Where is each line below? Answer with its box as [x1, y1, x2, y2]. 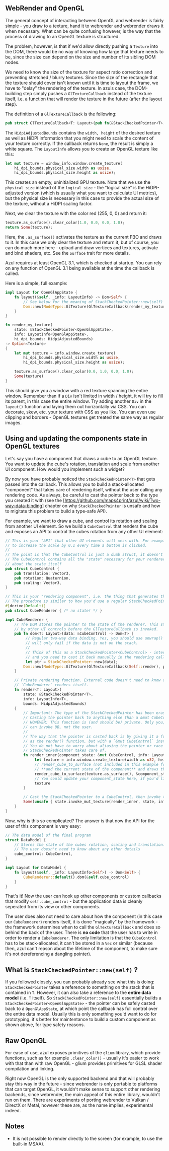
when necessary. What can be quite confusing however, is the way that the [5, 28, 161, 34]
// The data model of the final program [5, 833, 92, 838]
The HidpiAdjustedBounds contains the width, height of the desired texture [5, 129, 161, 135]
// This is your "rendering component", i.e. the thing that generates [5, 594, 158, 599]
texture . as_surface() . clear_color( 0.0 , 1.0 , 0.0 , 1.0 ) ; [14, 369, 134, 374]
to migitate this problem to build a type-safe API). [5, 508, 107, 514]
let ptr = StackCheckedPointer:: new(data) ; [25, 659, 118, 664]
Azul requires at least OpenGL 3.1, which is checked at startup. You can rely [5, 260, 162, 266]
